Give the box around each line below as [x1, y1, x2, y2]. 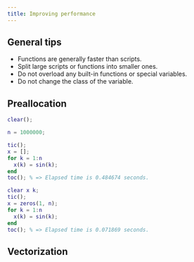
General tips [7, 37, 62, 48]
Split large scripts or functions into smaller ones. [17, 63, 158, 71]
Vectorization [7, 245, 68, 257]
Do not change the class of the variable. [17, 77, 134, 86]
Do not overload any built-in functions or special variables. [17, 70, 188, 78]
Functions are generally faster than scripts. [17, 55, 142, 63]
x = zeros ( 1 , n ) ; [7, 200, 58, 207]
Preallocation [7, 98, 67, 110]
